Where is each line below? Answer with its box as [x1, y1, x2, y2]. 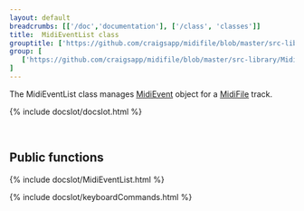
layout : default [9, 13, 71, 23]
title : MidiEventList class [9, 30, 119, 39]
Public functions [9, 150, 104, 166]
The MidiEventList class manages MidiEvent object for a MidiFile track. [9, 88, 273, 100]
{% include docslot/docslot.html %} [9, 106, 143, 117]
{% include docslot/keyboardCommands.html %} [9, 191, 193, 202]
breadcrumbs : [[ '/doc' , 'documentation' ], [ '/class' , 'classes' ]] [9, 22, 261, 31]
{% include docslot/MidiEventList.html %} [9, 174, 165, 185]
